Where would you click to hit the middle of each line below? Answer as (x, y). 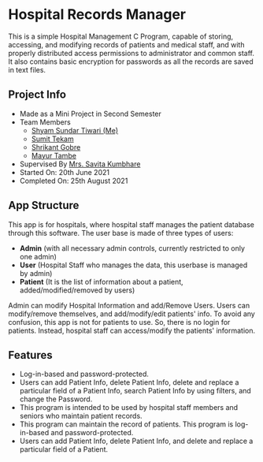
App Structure (44, 205)
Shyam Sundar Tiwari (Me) (75, 130)
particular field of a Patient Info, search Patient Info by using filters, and (135, 391)
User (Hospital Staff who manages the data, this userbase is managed (133, 265)
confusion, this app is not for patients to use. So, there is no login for (119, 322)
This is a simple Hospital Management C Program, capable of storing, (121, 36)
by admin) (36, 273)
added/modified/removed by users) (77, 290)
